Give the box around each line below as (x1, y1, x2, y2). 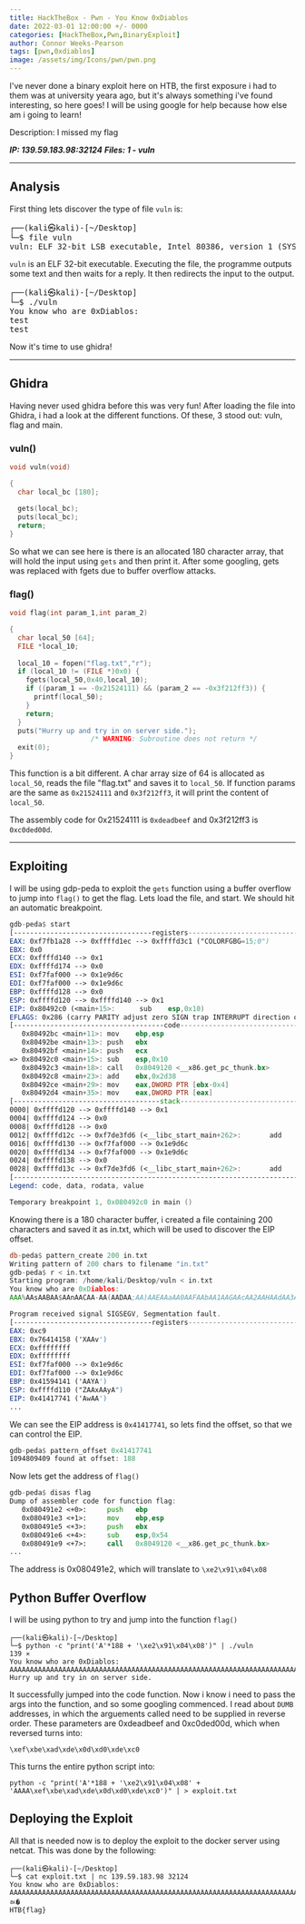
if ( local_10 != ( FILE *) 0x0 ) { (17, 667, 141, 676)
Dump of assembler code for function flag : (9, 1497, 177, 1507)
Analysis (9, 179, 61, 195)
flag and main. (9, 419, 64, 430)
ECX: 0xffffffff (9, 1343, 71, 1352)
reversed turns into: (9, 1728, 84, 1739)
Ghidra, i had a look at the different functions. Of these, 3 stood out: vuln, (9, 409, 283, 420)
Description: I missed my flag (9, 127, 119, 137)
